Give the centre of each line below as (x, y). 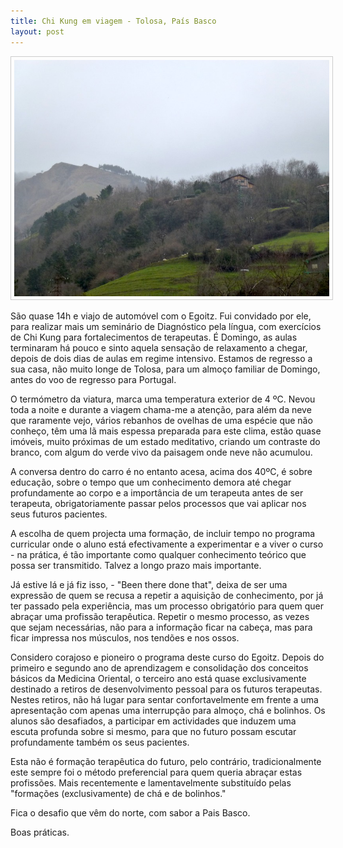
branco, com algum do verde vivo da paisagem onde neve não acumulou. (161, 452)
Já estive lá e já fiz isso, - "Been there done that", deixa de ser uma (149, 584)
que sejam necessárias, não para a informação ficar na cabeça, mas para (161, 627)
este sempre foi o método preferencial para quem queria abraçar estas (156, 772)
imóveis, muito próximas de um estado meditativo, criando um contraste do (165, 441)
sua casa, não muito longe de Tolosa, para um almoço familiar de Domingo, (165, 369)
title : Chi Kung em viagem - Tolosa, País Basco (113, 21)
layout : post (37, 31)
